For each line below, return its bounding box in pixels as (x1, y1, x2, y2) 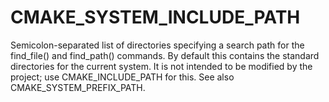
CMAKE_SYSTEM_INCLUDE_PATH (10, 6, 301, 29)
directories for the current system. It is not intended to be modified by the (10, 60, 313, 72)
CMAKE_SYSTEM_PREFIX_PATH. (10, 81, 146, 93)
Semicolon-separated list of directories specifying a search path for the (10, 39, 305, 51)
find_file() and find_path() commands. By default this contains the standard (10, 49, 320, 61)
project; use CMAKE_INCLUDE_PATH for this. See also (10, 71, 235, 83)
